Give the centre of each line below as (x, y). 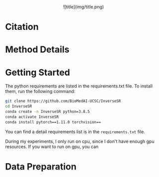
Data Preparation (41, 166)
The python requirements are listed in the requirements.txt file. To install (79, 86)
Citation (22, 27)
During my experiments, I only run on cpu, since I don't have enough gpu (80, 141)
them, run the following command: (40, 91)
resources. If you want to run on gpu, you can (52, 146)
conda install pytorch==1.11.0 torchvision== (53, 122)
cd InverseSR (19, 106)
